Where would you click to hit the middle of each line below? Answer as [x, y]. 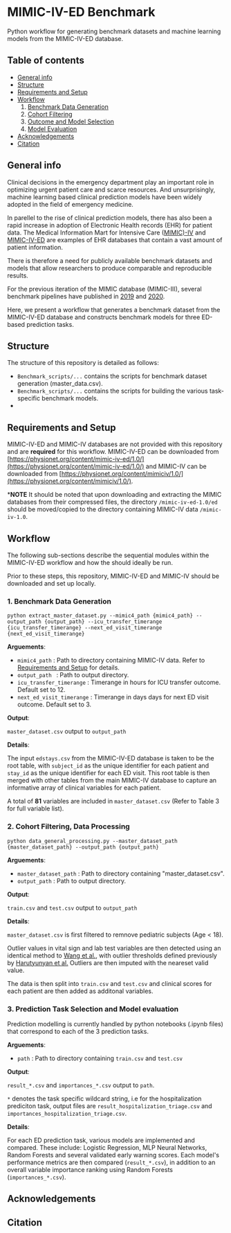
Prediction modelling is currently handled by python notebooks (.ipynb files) [115, 1023]
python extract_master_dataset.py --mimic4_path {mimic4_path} [100, 616]
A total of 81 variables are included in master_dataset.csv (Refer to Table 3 [113, 801]
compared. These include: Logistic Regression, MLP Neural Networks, [107, 1147]
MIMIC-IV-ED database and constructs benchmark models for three [104, 317]
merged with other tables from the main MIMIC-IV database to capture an [112, 781]
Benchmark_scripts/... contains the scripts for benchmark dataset [112, 376]
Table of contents [46, 61]
